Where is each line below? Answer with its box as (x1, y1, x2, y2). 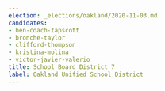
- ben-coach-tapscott (8, 26, 80, 34)
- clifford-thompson (8, 41, 77, 49)
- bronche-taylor (8, 33, 66, 42)
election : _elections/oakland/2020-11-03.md (8, 11, 158, 20)
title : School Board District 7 (8, 63, 115, 71)
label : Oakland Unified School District (8, 70, 144, 78)
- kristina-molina (8, 48, 69, 56)
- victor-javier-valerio (8, 56, 90, 64)
